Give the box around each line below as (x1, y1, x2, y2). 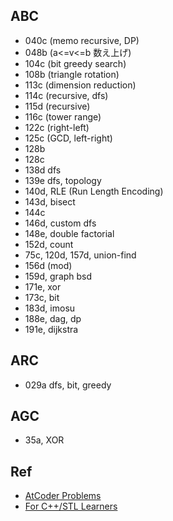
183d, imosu (24, 302, 76, 314)
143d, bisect (24, 195, 76, 208)
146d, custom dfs (24, 217, 97, 229)
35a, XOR (24, 434, 65, 446)
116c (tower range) (24, 110, 102, 123)
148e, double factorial (24, 227, 115, 239)
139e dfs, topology (24, 174, 102, 186)
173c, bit (24, 291, 60, 303)
